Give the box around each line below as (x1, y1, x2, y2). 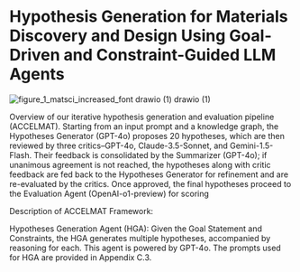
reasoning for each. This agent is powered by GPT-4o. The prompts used (9, 242, 281, 253)
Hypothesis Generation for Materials (9, 6, 288, 27)
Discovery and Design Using (9, 25, 226, 46)
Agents (9, 64, 65, 85)
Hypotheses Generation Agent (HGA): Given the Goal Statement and (9, 223, 263, 234)
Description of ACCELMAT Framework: (9, 205, 154, 216)
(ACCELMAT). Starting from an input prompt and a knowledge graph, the (9, 120, 279, 132)
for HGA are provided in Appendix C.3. (9, 251, 152, 263)
